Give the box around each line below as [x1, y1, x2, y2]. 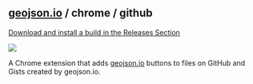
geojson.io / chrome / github [8, 6, 153, 20]
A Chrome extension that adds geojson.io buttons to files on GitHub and [8, 58, 246, 67]
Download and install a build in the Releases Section [8, 27, 180, 37]
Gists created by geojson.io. [8, 66, 101, 76]
